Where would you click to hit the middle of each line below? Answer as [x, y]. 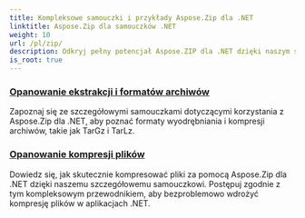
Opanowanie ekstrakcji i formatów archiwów [110, 92]
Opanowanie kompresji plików [77, 154]
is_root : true [36, 60]
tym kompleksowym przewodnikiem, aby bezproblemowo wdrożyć [134, 193]
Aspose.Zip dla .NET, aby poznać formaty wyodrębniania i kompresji [137, 121]
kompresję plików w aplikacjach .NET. [80, 203]
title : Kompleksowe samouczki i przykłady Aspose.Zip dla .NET [132, 18]
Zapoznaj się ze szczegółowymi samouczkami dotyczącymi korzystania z [147, 112]
